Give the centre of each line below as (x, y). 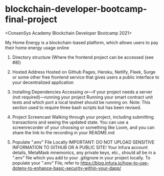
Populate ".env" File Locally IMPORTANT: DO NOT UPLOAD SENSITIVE (83, 142)
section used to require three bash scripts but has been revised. (77, 107)
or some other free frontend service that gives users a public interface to (86, 77)
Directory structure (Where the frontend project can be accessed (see (83, 57)
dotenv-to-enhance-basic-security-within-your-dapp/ (67, 168)
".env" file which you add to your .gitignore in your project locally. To (81, 157)
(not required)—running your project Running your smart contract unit (82, 97)
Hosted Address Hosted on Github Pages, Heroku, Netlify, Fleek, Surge (84, 72)
